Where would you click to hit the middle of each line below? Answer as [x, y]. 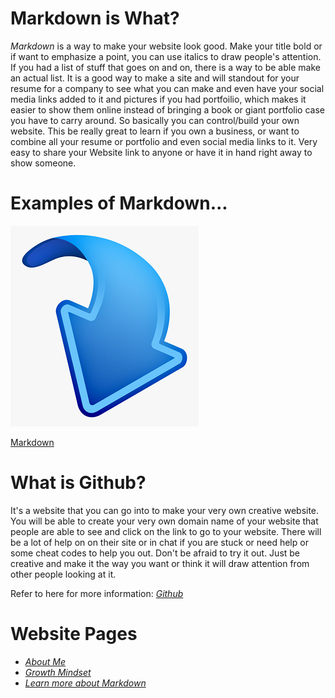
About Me [45, 661]
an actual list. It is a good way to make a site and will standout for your [155, 78]
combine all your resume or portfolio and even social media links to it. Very [164, 141]
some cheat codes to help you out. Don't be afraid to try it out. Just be [155, 553]
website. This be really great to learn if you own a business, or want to [155, 131]
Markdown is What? [95, 18]
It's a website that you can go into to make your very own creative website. [165, 510]
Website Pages [74, 634]
